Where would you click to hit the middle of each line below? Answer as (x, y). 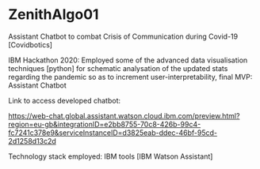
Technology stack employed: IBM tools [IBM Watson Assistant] (111, 156)
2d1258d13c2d (32, 141)
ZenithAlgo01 (54, 15)
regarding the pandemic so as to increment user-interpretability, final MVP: (130, 77)
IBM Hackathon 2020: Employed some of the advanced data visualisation (128, 60)
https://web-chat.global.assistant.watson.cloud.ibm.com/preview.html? (124, 115)
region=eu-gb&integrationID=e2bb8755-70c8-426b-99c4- (105, 124)
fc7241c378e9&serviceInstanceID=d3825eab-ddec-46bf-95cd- (113, 133)
